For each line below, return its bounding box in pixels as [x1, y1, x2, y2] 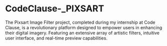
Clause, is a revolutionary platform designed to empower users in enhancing [5, 24, 162, 30]
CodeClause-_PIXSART [5, 3, 104, 14]
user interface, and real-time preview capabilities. [5, 35, 107, 41]
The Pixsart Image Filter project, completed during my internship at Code [5, 19, 155, 25]
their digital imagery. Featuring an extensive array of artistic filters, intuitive [5, 30, 160, 36]
